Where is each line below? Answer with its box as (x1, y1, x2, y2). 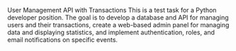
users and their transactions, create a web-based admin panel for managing (7, 21, 230, 29)
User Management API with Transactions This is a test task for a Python (7, 6, 217, 14)
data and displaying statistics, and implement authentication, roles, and (7, 28, 215, 36)
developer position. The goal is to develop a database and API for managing (7, 13, 229, 22)
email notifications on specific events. (7, 36, 118, 44)
